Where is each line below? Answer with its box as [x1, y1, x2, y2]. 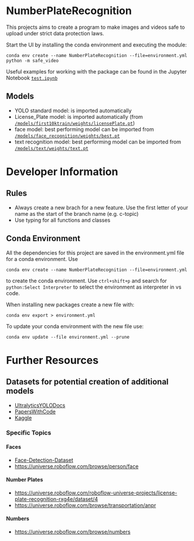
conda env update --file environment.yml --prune [6, 334, 130, 340]
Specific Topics [6, 429, 52, 437]
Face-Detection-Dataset [14, 456, 73, 463]
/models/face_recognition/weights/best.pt [14, 133, 120, 139]
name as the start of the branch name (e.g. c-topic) [14, 210, 139, 217]
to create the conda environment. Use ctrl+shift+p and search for [6, 277, 167, 284]
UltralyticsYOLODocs [14, 402, 66, 409]
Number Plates [6, 476, 43, 483]
